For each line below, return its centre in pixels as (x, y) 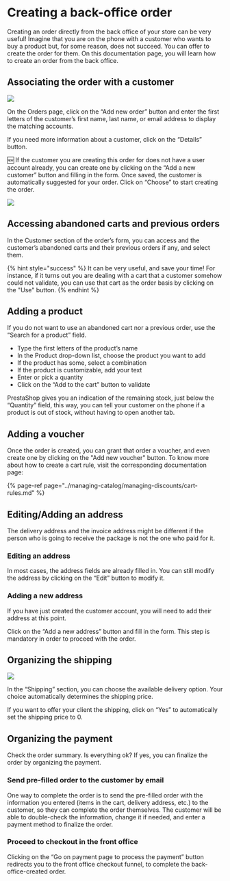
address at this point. (37, 618)
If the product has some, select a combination (82, 363)
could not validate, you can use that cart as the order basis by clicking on (111, 283)
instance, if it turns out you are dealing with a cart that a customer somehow (115, 275)
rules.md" (21, 493)
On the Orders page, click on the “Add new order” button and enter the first (113, 112)
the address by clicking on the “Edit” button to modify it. (86, 578)
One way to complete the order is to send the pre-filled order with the (105, 795)
